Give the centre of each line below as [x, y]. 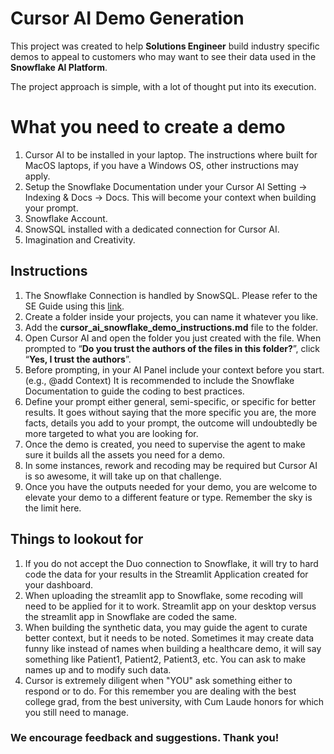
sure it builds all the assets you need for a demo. [125, 454]
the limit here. [53, 508]
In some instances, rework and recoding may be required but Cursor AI [171, 465]
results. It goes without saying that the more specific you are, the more [170, 412]
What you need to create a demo [148, 127]
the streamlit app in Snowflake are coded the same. [131, 616]
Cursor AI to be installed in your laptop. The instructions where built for [171, 154]
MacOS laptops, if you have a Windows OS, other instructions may [161, 165]
